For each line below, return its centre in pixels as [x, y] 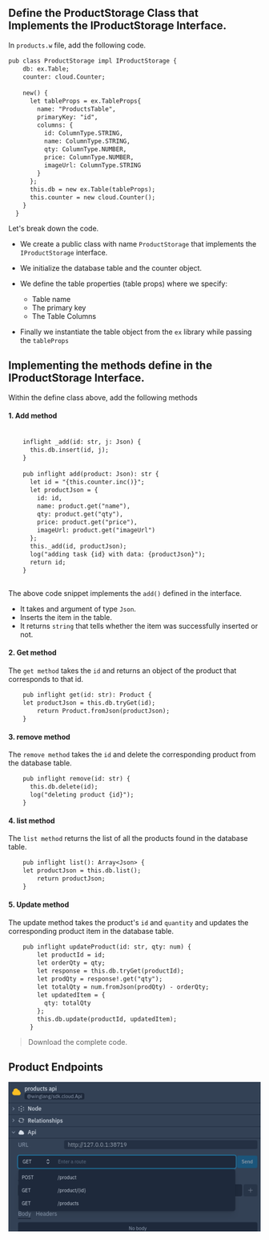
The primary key [59, 308]
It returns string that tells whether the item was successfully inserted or [139, 626]
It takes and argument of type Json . [78, 609]
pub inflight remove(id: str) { [76, 779]
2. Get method [33, 653]
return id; [48, 562]
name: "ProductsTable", [76, 109]
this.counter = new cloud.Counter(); [92, 197]
